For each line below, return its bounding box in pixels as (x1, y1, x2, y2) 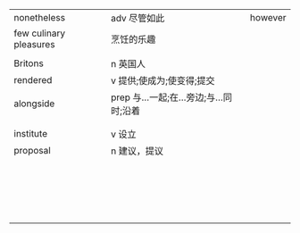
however (249, 12, 287, 23)
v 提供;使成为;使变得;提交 (110, 75, 216, 87)
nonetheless (13, 12, 65, 23)
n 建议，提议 (110, 145, 163, 157)
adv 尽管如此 (110, 12, 165, 24)
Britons (13, 57, 45, 70)
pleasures (13, 38, 55, 50)
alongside (13, 97, 55, 110)
